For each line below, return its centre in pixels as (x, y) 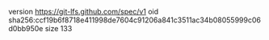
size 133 (59, 28)
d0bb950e (26, 28)
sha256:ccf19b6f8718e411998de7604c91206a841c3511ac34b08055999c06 (134, 20)
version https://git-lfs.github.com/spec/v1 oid (84, 12)
